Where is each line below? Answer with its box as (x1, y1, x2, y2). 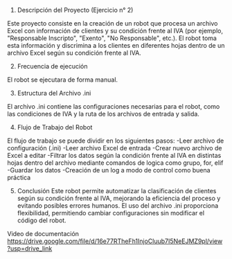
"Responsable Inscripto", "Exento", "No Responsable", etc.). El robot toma (7, 34, 217, 42)
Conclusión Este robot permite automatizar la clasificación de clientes (17, 187, 217, 195)
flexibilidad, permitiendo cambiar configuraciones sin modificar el (17, 209, 205, 217)
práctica (7, 173, 31, 181)
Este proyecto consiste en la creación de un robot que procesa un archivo (7, 19, 218, 27)
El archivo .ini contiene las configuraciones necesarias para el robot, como (7, 102, 220, 110)
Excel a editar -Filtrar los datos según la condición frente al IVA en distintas (7, 152, 222, 159)
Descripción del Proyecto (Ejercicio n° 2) (17, 6, 134, 14)
